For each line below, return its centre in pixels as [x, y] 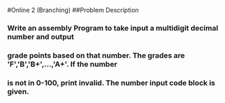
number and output [41, 36]
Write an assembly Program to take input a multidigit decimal [113, 28]
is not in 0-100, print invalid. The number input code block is [111, 83]
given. [18, 91]
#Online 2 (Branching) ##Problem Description [73, 10]
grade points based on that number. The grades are [96, 55]
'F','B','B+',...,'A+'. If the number [62, 64]
